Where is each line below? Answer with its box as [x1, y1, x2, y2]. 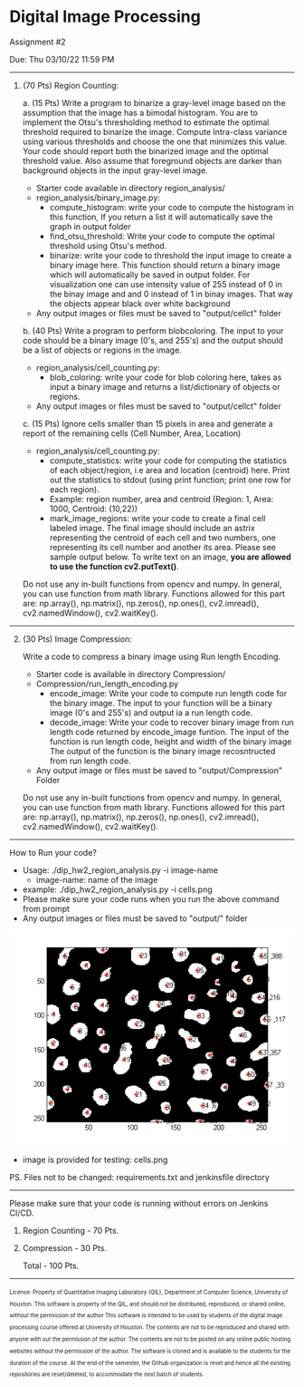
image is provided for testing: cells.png [22, 1154, 168, 1165]
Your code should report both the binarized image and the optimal [22, 145, 269, 156]
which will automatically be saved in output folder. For [49, 269, 251, 280]
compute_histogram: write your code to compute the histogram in [49, 201, 294, 212]
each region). [49, 483, 100, 495]
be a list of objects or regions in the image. [22, 344, 183, 355]
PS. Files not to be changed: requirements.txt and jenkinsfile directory [9, 1171, 270, 1182]
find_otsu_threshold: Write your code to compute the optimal [49, 230, 276, 241]
